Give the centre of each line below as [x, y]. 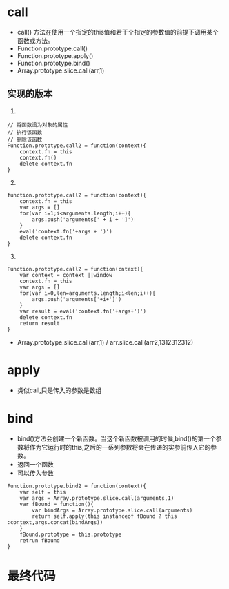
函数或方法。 [35, 40]
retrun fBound [40, 540]
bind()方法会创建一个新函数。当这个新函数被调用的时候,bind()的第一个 [116, 438]
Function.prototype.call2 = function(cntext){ [75, 269]
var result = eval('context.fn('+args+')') [83, 311]
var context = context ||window [66, 275]
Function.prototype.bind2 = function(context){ [77, 486]
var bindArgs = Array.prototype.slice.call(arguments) [112, 510]
